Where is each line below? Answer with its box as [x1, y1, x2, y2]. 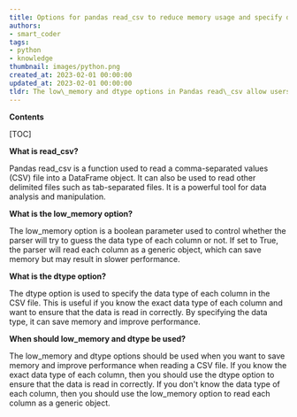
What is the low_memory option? [9, 208, 133, 219]
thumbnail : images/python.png [9, 63, 121, 72]
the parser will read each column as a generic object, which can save [9, 244, 263, 255]
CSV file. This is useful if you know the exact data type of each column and [9, 297, 283, 308]
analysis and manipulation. [9, 191, 106, 202]
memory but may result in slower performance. [9, 253, 181, 264]
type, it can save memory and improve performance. [9, 316, 201, 327]
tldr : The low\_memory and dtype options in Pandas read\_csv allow [9, 87, 267, 96]
